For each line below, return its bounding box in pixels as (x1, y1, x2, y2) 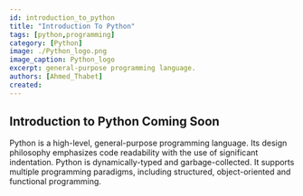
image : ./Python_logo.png (9, 47, 107, 56)
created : (9, 80, 43, 89)
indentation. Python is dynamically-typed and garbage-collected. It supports (9, 157, 295, 168)
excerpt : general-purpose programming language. (9, 64, 196, 73)
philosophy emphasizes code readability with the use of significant (9, 147, 259, 158)
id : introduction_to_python (9, 13, 116, 23)
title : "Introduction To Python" (9, 22, 136, 31)
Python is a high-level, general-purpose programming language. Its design (9, 137, 288, 149)
